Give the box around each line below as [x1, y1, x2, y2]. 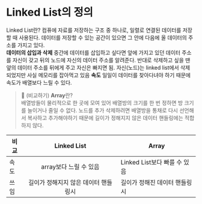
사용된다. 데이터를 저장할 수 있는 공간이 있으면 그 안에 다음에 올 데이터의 [19, 34, 188, 41]
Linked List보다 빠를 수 [120, 158, 182, 166]
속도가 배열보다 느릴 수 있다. [6, 79, 72, 86]
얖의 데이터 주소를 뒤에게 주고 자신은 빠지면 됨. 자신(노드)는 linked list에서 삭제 [6, 64, 191, 71]
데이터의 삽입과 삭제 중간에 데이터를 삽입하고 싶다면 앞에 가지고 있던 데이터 [6, 49, 181, 56]
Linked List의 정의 [6, 5, 93, 19]
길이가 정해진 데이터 [120, 178, 174, 187]
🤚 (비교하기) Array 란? [20, 91, 73, 99]
